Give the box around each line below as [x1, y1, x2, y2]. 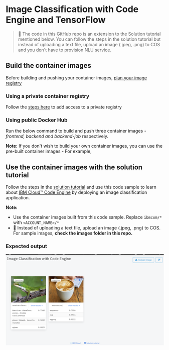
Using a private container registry [6, 92, 90, 99]
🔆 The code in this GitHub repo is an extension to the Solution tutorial [18, 31, 161, 37]
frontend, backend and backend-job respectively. [6, 133, 109, 139]
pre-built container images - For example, [6, 148, 92, 154]
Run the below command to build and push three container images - [6, 128, 147, 134]
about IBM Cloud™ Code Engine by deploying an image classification [6, 189, 147, 195]
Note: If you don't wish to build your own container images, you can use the [6, 143, 162, 149]
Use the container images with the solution [6, 163, 142, 171]
